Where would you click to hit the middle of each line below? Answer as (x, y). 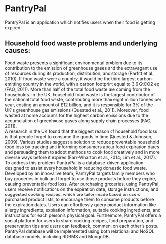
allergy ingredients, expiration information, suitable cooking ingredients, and (83, 210)
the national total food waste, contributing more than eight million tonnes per (83, 99)
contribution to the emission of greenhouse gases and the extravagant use (81, 68)
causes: (18, 51)
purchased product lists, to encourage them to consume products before (80, 199)
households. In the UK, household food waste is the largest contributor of (80, 94)
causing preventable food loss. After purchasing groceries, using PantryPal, (82, 184)
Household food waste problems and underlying (81, 43)
